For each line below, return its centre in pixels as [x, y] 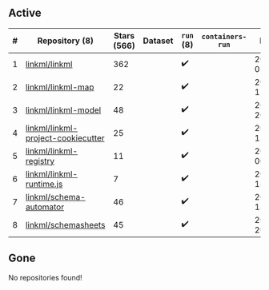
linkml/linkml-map [60, 87]
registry [40, 161]
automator [45, 207]
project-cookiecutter [65, 137]
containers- [224, 36]
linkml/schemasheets [65, 224]
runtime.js [44, 184]
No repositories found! [45, 277]
